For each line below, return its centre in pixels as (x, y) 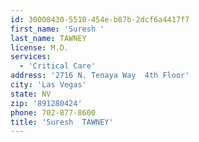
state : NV (31, 94)
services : (31, 57)
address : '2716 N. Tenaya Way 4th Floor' (100, 76)
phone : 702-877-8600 (53, 112)
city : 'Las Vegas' (48, 85)
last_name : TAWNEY (48, 38)
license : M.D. (40, 47)
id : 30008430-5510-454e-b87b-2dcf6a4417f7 (100, 19)
